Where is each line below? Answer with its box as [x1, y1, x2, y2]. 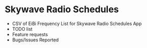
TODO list [12, 26, 33, 32]
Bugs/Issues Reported [12, 37, 59, 43]
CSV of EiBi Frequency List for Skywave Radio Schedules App [12, 20, 142, 27]
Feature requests [12, 31, 48, 37]
